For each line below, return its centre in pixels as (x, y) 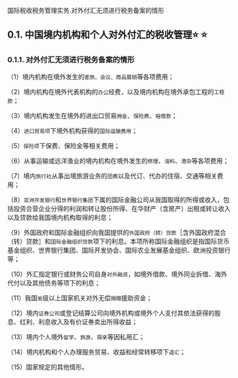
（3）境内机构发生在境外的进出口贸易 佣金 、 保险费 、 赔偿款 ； (92, 115)
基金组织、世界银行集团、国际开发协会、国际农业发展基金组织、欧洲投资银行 (119, 250)
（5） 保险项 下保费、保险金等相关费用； (64, 145)
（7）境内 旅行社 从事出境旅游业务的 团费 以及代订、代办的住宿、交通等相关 (112, 176)
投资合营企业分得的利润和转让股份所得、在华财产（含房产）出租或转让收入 (122, 208)
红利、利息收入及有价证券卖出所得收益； (79, 321)
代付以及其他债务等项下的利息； (54, 282)
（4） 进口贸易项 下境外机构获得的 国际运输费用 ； (73, 130)
